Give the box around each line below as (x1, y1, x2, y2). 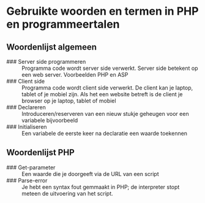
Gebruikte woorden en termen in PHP (6, 4, 199, 18)
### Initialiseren (6, 123, 47, 130)
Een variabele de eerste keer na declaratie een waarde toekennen (21, 130, 188, 137)
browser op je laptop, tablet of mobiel (21, 97, 116, 104)
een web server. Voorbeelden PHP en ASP (21, 71, 129, 78)
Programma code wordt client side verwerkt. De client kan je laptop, (21, 84, 193, 91)
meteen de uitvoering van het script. (21, 190, 113, 197)
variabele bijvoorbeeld (21, 117, 78, 124)
